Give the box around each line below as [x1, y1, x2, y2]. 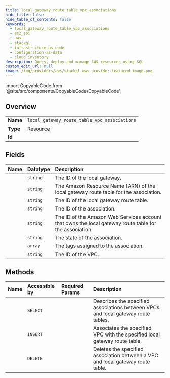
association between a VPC [93, 352, 158, 359]
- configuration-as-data [10, 50, 62, 55]
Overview [5, 102, 37, 111]
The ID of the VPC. [55, 250, 100, 258]
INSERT [27, 332, 43, 338]
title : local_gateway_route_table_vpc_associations [5, 7, 116, 13]
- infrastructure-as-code [10, 45, 65, 50]
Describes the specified [93, 298, 150, 305]
